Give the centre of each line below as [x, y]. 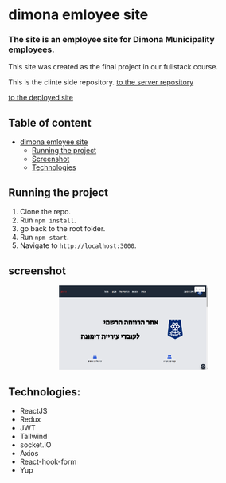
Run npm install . [48, 220]
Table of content [50, 122]
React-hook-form [48, 462]
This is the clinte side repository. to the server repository [101, 82]
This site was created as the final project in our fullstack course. [113, 67]
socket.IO [35, 445]
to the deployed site [41, 98]
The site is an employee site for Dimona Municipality [111, 40]
